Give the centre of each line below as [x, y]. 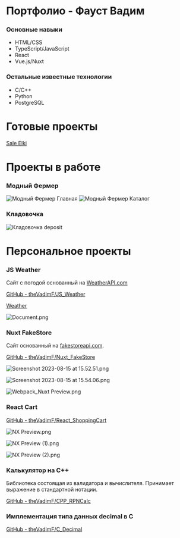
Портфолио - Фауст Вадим [75, 11]
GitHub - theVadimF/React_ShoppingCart [56, 420]
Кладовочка [25, 214]
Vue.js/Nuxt [29, 61]
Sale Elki [17, 143]
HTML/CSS [29, 42]
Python [23, 96]
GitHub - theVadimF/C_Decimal [44, 529]
